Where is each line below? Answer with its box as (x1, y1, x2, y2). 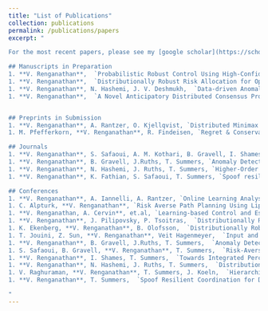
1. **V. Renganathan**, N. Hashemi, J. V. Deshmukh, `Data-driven (8, 85, 238, 93)
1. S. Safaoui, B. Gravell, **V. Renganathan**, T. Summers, (8, 246, 216, 254)
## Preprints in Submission (8, 113, 102, 122)
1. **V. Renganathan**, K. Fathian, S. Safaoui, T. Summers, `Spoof (8, 172, 241, 180)
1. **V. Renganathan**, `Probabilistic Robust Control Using (8, 70, 219, 78)
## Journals (8, 143, 48, 152)
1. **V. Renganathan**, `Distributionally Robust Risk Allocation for (8, 77, 251, 85)
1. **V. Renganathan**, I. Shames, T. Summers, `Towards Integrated (8, 254, 245, 262)
